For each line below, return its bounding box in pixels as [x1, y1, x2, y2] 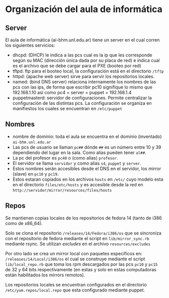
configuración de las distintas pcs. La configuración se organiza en [12, 100, 152, 106]
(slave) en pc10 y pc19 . [12, 171, 59, 177]
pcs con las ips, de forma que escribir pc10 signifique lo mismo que [12, 84, 152, 90]
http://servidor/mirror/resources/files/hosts [12, 188, 112, 193]
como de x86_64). [5, 220, 43, 226]
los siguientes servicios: [5, 42, 55, 48]
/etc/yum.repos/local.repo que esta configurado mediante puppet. [5, 287, 145, 293]
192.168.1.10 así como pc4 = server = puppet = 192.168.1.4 [12, 90, 132, 95]
